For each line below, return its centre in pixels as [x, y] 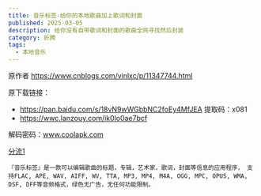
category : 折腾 [32, 38]
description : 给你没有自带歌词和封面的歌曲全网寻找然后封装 [96, 30]
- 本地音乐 [31, 52]
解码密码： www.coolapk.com [56, 134]
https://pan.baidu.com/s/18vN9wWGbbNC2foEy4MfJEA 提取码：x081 [133, 109]
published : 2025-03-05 [45, 23]
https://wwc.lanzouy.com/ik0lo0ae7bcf [83, 118]
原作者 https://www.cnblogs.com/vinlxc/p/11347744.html [100, 75]
